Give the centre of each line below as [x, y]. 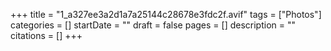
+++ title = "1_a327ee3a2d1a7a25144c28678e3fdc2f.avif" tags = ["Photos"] [166, 14]
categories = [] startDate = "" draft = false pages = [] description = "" [153, 25]
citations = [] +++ [46, 35]
